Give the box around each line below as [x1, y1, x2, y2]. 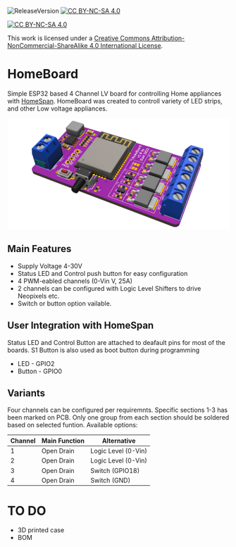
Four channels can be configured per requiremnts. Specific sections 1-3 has [7, 405, 228, 415]
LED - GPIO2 [17, 359, 55, 367]
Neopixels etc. [17, 291, 60, 300]
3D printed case [17, 526, 65, 534]
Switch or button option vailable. [17, 299, 112, 308]
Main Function [41, 436, 85, 445]
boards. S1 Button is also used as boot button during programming [7, 346, 200, 354]
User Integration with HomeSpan [7, 320, 154, 332]
